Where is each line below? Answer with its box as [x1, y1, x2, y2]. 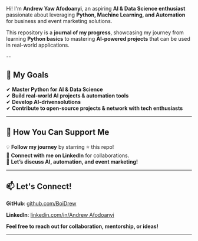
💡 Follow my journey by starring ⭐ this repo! [6, 143, 114, 150]
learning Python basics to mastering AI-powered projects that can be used [6, 35, 190, 42]
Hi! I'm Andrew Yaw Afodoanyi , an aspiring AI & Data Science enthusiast [6, 5, 186, 12]
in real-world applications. [6, 41, 70, 48]
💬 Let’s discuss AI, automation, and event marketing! [6, 158, 138, 165]
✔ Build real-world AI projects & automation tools [6, 92, 129, 99]
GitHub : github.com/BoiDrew [6, 200, 77, 207]
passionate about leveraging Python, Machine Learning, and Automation [6, 11, 186, 18]
